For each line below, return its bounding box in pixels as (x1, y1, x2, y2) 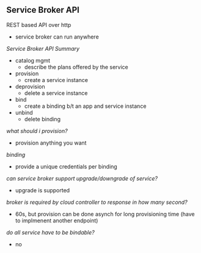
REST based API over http (6, 21, 71, 28)
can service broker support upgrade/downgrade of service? (6, 175, 158, 182)
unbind (15, 108, 34, 116)
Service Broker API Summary (6, 45, 80, 52)
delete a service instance (24, 89, 88, 97)
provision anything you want (15, 139, 87, 146)
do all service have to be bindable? (6, 228, 95, 236)
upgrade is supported (15, 186, 70, 194)
